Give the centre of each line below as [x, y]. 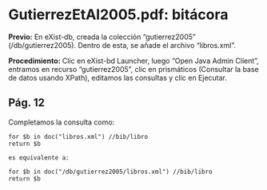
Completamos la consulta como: [62, 122]
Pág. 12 [27, 103]
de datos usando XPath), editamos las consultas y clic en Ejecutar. [118, 77]
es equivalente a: [39, 157]
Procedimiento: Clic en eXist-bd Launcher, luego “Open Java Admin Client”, [134, 61]
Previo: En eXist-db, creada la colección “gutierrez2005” [102, 37]
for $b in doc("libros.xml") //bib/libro [78, 137]
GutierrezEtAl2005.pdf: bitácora [118, 15]
